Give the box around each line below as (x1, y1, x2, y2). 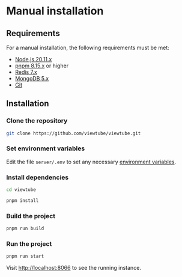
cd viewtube (6, 187, 36, 193)
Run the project (6, 240, 52, 248)
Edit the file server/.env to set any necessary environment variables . (6, 158, 177, 165)
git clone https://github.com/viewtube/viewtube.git (6, 130, 141, 136)
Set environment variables (6, 144, 85, 153)
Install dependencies (6, 173, 69, 181)
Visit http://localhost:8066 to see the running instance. (6, 264, 141, 272)
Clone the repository (6, 117, 68, 125)
